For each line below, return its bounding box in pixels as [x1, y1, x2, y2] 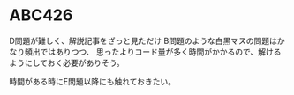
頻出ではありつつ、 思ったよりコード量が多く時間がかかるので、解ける [24, 46, 282, 57]
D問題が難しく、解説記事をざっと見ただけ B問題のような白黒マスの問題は [9, 35, 278, 46]
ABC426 [9, 5, 73, 26]
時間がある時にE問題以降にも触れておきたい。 [9, 76, 177, 86]
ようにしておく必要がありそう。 [9, 57, 125, 68]
